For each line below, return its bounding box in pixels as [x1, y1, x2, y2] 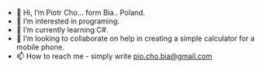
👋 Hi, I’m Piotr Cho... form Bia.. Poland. [15, 8, 146, 17]
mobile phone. [15, 42, 65, 52]
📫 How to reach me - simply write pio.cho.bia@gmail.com [15, 51, 213, 61]
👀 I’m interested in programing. [15, 16, 121, 26]
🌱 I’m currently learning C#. [15, 25, 108, 34]
